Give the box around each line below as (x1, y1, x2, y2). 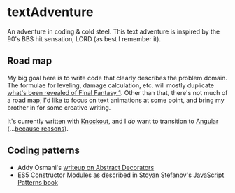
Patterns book (17, 178, 58, 186)
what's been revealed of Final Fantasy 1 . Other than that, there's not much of (7, 88, 228, 96)
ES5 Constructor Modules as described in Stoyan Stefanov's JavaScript (17, 171, 225, 179)
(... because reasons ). (7, 124, 69, 133)
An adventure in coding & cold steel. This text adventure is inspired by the (7, 27, 220, 36)
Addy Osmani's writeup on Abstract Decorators (17, 163, 155, 171)
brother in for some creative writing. (7, 103, 111, 112)
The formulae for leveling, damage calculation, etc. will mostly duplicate (7, 81, 215, 90)
